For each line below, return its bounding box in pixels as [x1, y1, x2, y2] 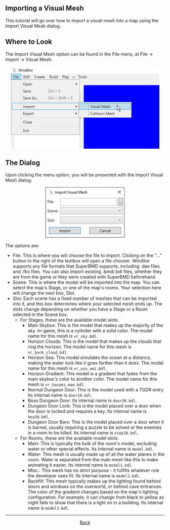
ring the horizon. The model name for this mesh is [27, 344, 132, 350]
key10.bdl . [27, 414, 50, 420]
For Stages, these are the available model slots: [20, 317, 119, 323]
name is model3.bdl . [27, 505, 70, 511]
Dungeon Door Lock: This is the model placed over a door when [27, 403, 161, 409]
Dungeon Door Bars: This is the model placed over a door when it [27, 419, 164, 425]
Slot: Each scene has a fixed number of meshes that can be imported [12, 295, 157, 301]
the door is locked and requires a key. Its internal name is [27, 408, 147, 414]
